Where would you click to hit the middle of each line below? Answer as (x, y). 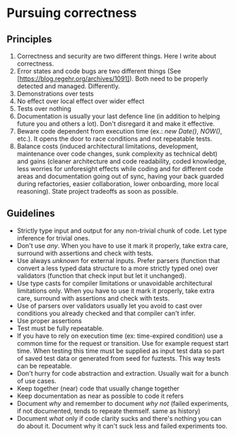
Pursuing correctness (72, 13)
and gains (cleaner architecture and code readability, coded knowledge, (122, 161)
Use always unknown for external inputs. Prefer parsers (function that (118, 260)
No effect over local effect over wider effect (81, 101)
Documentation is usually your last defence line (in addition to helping (118, 116)
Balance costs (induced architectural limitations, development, (107, 146)
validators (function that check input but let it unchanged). (101, 275)
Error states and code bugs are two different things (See (99, 71)
